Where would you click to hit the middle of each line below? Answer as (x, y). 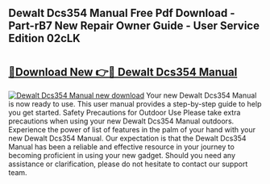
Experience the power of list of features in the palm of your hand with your (132, 130)
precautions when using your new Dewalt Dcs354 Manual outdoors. (121, 121)
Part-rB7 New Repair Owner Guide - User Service (134, 26)
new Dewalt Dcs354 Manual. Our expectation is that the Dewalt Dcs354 (128, 138)
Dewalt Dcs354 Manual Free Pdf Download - (122, 13)
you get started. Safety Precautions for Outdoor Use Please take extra (125, 113)
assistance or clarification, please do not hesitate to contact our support (128, 164)
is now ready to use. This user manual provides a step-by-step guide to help (135, 104)
